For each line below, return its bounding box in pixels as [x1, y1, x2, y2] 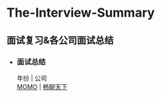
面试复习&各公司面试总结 [6, 34, 115, 46]
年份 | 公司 [16, 74, 47, 82]
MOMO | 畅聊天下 [16, 82, 68, 91]
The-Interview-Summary [6, 5, 155, 21]
